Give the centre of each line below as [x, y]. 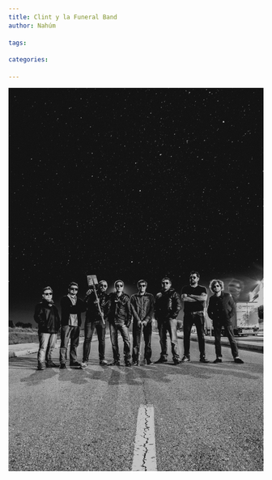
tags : [17, 43]
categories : [28, 60]
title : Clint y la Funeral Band [63, 17]
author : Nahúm [32, 25]
